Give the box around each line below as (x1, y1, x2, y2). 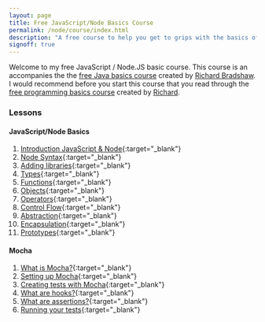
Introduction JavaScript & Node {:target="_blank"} (20, 144, 182, 154)
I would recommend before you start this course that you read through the (9, 80, 250, 89)
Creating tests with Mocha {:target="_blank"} (20, 280, 165, 290)
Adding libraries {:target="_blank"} (20, 161, 131, 170)
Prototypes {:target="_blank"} (20, 228, 116, 237)
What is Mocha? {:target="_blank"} (20, 263, 132, 272)
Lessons (9, 107, 42, 118)
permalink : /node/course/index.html (9, 26, 129, 34)
